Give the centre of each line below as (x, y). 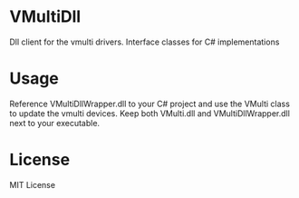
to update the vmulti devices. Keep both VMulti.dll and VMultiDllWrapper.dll (149, 113)
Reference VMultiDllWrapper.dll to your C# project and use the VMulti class (149, 104)
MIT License (33, 184)
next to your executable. (55, 123)
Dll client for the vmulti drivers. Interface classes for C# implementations (145, 42)
